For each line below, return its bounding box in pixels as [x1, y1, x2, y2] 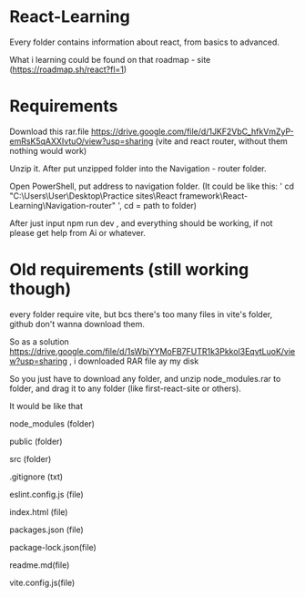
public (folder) [9, 436, 63, 447]
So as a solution [9, 335, 70, 347]
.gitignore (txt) [9, 471, 64, 482]
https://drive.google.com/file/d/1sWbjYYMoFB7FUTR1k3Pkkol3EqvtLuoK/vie [9, 345, 296, 356]
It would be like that [9, 400, 84, 411]
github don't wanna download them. [9, 318, 146, 329]
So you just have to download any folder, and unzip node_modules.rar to [9, 373, 281, 384]
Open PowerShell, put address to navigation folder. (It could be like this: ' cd [9, 180, 294, 191]
